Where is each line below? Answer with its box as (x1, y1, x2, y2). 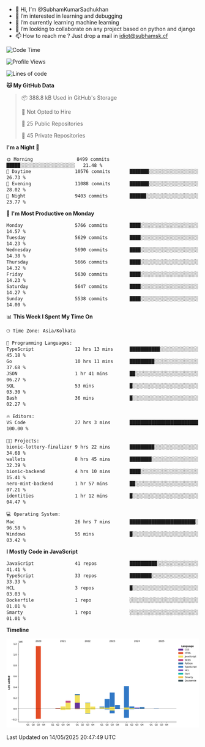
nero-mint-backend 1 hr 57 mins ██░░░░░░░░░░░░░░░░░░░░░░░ (6, 480, 199, 487)
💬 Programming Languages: (6, 340, 72, 346)
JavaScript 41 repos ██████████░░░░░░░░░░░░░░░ (6, 561, 199, 567)
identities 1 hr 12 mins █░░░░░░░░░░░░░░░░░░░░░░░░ (6, 493, 199, 499)
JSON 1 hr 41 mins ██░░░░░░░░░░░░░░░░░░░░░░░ (6, 370, 199, 377)
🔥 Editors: (6, 413, 35, 419)
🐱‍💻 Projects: (6, 438, 40, 444)
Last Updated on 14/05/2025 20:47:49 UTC (6, 734, 116, 741)
